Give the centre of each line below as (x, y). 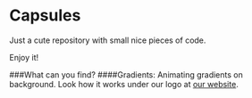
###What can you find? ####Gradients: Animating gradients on (126, 74)
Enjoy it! (24, 57)
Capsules (45, 16)
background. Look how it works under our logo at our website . (124, 84)
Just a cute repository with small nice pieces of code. (108, 40)
